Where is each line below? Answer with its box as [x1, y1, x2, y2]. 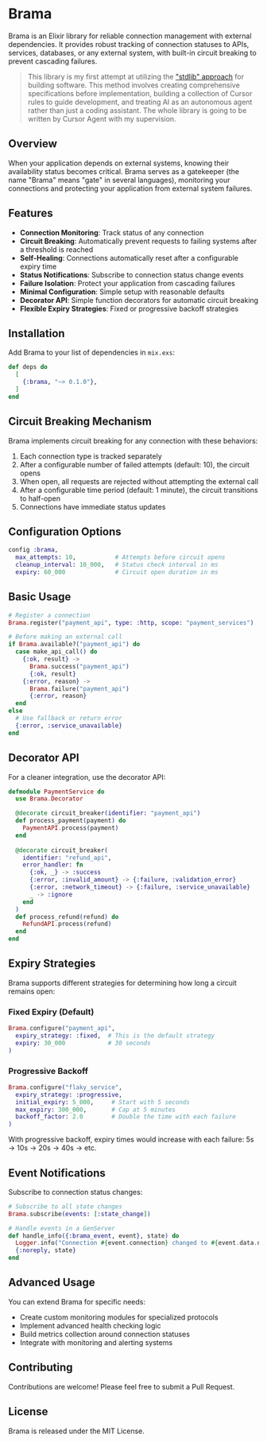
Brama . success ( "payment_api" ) [29, 662, 130, 670]
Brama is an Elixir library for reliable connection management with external [8, 31, 252, 41]
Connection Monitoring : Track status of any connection [19, 227, 204, 237]
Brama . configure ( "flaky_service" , [8, 1083, 123, 1091]
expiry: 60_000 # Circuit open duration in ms [15, 568, 219, 576]
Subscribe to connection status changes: [8, 1187, 143, 1196]
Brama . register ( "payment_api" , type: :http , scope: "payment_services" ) [8, 618, 254, 626]
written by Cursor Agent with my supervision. [27, 114, 176, 123]
